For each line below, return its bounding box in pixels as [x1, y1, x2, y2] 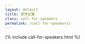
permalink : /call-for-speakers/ [5, 21, 71, 26]
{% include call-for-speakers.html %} [5, 34, 81, 40]
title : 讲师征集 [5, 12, 35, 17]
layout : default [5, 7, 38, 12]
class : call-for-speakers [5, 16, 58, 21]
